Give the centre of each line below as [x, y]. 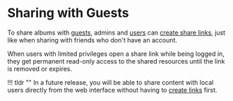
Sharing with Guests [68, 13]
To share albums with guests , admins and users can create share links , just [116, 32]
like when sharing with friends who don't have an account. [92, 40]
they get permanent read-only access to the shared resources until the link [116, 61]
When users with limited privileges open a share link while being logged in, [116, 54]
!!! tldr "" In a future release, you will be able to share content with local [110, 82]
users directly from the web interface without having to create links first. [112, 90]
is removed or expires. [40, 69]
